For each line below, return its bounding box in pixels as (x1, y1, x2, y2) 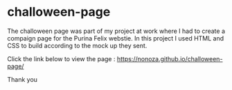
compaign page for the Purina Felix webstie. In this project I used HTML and (7, 34, 224, 42)
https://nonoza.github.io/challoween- (116, 54, 223, 63)
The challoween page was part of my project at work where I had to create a (7, 27, 225, 35)
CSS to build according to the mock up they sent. (7, 41, 148, 49)
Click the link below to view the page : (7, 54, 116, 63)
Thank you (7, 75, 38, 83)
